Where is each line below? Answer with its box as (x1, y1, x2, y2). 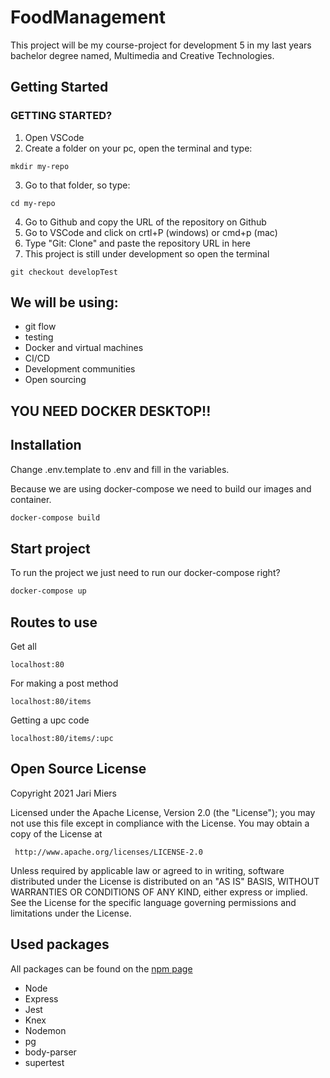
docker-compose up (10, 586, 87, 596)
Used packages (10, 936, 110, 953)
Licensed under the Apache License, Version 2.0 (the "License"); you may (10, 806, 316, 818)
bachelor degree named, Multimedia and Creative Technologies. (10, 49, 275, 61)
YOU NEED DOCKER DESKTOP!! (10, 402, 212, 420)
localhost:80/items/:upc (10, 734, 114, 744)
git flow (24, 321, 57, 333)
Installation (10, 437, 82, 454)
